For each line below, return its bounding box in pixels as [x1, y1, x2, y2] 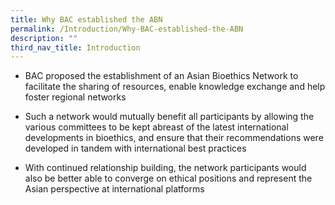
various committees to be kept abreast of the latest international [24, 121, 289, 133]
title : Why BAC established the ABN [10, 14, 163, 25]
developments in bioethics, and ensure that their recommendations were [24, 132, 324, 144]
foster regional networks [24, 91, 127, 103]
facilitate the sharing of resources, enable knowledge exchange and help [24, 81, 326, 93]
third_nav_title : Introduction [10, 42, 141, 53]
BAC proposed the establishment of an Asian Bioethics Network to [24, 70, 299, 82]
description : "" [10, 33, 78, 43]
